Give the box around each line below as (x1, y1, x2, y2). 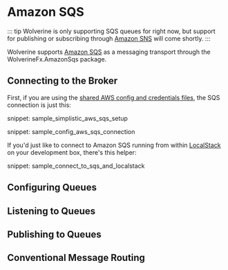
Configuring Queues (7, 182, 97, 193)
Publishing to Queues (7, 229, 102, 240)
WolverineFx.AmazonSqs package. (7, 55, 107, 63)
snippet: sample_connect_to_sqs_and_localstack (7, 162, 145, 170)
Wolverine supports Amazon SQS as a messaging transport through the (7, 48, 211, 56)
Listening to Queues (7, 205, 95, 217)
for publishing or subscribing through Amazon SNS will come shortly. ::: (7, 34, 211, 42)
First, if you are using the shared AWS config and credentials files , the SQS (7, 93, 220, 102)
